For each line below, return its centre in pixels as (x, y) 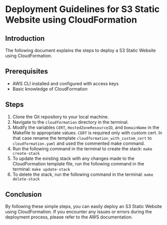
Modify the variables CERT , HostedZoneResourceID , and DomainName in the (86, 127)
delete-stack (26, 179)
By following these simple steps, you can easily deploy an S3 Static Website (83, 206)
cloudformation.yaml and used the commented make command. (79, 143)
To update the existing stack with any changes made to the (73, 158)
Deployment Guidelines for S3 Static (82, 9)
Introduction (25, 38)
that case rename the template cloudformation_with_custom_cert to (82, 138)
